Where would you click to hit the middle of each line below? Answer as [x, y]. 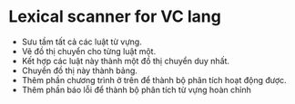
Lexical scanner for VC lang [115, 17]
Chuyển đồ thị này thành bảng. [80, 71]
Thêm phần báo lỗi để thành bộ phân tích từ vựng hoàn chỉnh [136, 90]
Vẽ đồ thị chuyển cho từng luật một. [89, 51]
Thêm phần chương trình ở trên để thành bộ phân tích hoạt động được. [154, 80]
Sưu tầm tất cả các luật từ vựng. [81, 42]
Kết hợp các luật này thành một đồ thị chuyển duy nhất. [125, 61]
